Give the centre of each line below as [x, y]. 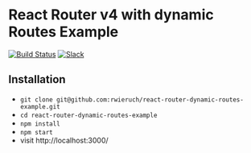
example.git [40, 106]
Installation [37, 79]
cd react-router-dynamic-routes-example [88, 115]
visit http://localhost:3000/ [64, 140]
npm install [40, 124]
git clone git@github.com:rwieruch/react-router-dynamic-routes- [132, 99]
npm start [37, 132]
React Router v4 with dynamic [111, 15]
